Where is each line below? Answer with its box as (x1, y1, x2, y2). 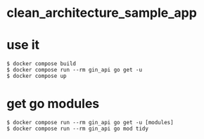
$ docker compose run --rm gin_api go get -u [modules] (6, 119, 174, 126)
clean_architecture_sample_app (6, 5, 198, 21)
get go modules (6, 96, 100, 112)
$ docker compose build (6, 60, 77, 67)
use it (6, 37, 40, 53)
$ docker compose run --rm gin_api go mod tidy (6, 125, 149, 133)
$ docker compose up (6, 72, 68, 80)
